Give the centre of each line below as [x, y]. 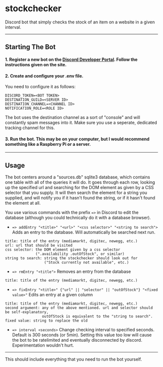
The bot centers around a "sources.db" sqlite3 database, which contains [78, 177]
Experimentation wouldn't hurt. [43, 345]
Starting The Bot [30, 47]
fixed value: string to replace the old [47, 321]
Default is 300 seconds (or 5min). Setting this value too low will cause [82, 335]
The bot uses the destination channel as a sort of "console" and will [73, 117]
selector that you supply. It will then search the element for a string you [76, 193]
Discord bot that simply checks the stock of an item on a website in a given [80, 22]
